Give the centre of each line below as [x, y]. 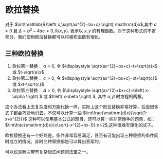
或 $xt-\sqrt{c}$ [28, 84]
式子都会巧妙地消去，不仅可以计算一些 [43, 113]
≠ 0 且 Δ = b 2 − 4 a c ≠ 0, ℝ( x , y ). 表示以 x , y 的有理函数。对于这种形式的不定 [81, 30]
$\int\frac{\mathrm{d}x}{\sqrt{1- [115, 113]
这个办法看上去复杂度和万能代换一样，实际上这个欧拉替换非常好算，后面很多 [82, 107]
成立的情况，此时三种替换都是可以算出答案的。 [56, 141]
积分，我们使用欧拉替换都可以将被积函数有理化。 [54, 36]
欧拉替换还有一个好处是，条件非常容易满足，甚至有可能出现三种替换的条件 [80, 135]
